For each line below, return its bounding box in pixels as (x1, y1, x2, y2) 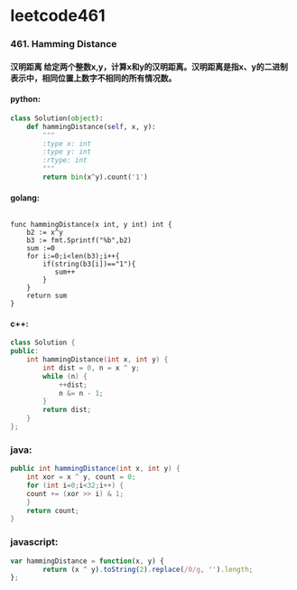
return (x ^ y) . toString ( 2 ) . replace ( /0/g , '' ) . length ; (42, 565, 254, 574)
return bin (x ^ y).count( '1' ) (42, 173, 148, 182)
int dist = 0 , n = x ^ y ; (42, 363, 141, 372)
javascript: (10, 536, 59, 548)
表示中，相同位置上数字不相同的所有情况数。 (10, 72, 177, 83)
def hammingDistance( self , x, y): (26, 122, 156, 131)
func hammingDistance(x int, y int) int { (10, 220, 172, 229)
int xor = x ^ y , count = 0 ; (26, 473, 136, 482)
